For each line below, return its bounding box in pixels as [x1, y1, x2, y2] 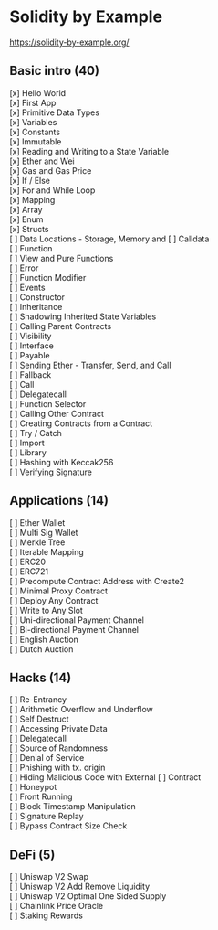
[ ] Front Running [9, 791, 73, 802]
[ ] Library [9, 446, 47, 458]
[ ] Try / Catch [9, 427, 62, 438]
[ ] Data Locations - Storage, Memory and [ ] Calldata [9, 233, 210, 244]
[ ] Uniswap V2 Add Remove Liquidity [9, 881, 151, 893]
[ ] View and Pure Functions [9, 252, 114, 263]
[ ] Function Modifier [9, 272, 87, 283]
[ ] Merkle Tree [9, 537, 66, 548]
